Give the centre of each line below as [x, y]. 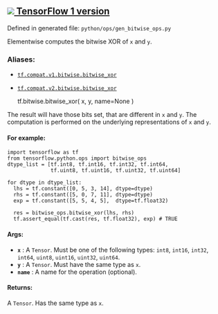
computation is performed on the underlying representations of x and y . [109, 122]
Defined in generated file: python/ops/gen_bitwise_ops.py [89, 28]
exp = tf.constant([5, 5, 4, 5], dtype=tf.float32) [91, 201]
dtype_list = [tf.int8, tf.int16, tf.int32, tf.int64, [88, 165]
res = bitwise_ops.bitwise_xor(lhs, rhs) [74, 213]
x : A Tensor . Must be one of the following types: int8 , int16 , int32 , [113, 250]
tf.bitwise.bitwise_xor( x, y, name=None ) [75, 101]
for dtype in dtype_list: [44, 183]
